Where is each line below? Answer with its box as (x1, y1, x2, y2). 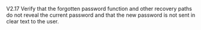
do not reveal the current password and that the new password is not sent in (6, 11, 196, 19)
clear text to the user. (6, 18, 59, 25)
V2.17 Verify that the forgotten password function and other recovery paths (6, 5, 193, 12)
